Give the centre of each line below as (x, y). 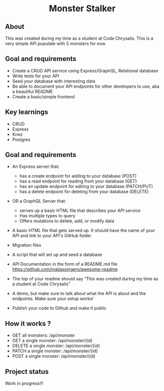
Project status (27, 372)
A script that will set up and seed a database (57, 254)
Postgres (21, 139)
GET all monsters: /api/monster (43, 335)
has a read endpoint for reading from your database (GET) (78, 181)
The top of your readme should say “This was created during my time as (85, 279)
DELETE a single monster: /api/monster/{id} (56, 346)
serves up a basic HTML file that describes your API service (80, 210)
